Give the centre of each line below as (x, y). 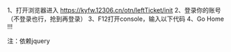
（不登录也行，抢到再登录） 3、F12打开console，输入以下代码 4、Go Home (116, 19)
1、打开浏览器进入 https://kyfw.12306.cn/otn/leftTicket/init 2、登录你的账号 (114, 10)
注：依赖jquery (29, 41)
